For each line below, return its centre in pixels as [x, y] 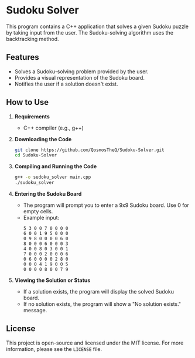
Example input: [41, 218]
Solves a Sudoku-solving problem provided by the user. [81, 71]
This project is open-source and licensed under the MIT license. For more [95, 343]
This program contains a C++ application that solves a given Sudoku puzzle [97, 26]
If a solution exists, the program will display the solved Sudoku [99, 292]
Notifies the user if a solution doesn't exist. [66, 84]
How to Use [28, 102]
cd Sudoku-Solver [36, 155]
